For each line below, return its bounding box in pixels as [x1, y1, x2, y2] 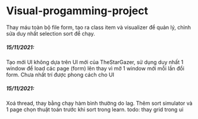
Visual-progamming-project [6, 4, 149, 18]
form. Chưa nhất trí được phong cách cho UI [6, 71, 115, 78]
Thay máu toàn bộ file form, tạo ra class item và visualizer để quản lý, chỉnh [6, 24, 191, 31]
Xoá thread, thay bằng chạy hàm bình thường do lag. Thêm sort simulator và [6, 99, 193, 107]
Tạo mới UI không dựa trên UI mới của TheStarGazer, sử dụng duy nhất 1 [6, 58, 184, 66]
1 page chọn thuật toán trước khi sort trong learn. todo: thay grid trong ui [6, 105, 184, 113]
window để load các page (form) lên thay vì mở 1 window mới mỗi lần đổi [6, 65, 184, 72]
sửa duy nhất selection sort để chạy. [6, 30, 95, 37]
